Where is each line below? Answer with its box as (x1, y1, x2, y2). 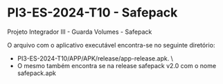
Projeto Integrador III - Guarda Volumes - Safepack (7, 28, 152, 36)
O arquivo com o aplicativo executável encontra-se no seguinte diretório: (7, 41, 215, 49)
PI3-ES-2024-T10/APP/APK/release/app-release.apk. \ (17, 54, 173, 63)
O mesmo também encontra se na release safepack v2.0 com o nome (17, 61, 217, 70)
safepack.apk (17, 69, 57, 77)
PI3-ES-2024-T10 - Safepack (7, 5, 178, 21)
